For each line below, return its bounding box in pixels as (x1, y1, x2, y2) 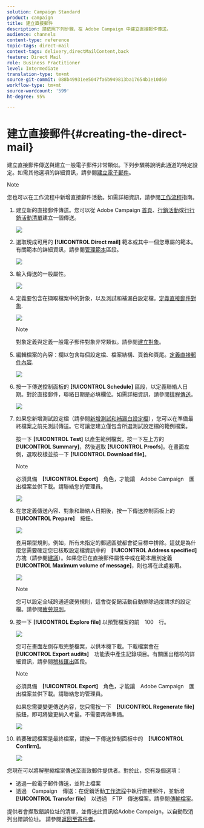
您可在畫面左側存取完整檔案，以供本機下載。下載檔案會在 (15, 642, 159, 650)
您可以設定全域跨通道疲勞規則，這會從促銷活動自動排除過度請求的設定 (15, 598, 191, 605)
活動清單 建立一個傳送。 (21, 214, 80, 221)
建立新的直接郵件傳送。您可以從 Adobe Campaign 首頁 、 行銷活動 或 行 (15, 206, 190, 213)
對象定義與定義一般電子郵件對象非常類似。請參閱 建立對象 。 (15, 338, 165, 345)
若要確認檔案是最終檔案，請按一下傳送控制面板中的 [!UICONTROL (15, 734, 184, 742)
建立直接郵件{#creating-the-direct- (7, 127, 187, 140)
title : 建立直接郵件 (7, 20, 53, 26)
